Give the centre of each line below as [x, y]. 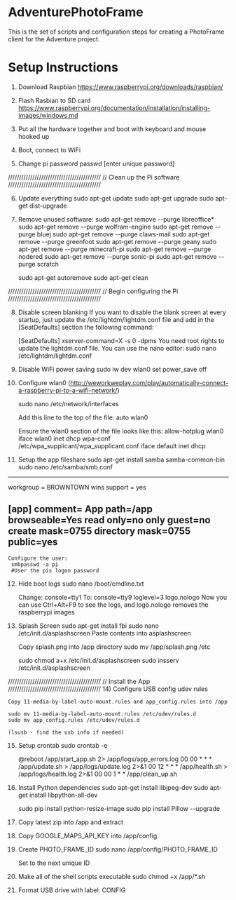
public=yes [33, 542]
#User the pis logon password [55, 570]
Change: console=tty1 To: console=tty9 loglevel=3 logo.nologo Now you [123, 597]
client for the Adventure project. [54, 39]
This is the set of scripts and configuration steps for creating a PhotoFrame [116, 32]
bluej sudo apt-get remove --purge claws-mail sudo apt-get [123, 234]
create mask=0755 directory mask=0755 [99, 531]
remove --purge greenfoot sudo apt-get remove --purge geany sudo [117, 241]
